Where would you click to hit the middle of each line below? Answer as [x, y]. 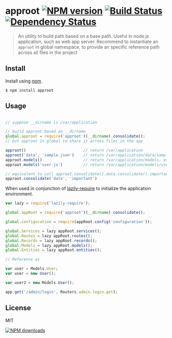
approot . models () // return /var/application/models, [83, 160]
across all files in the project [48, 52]
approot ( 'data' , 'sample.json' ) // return [55, 155]
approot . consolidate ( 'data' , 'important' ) [51, 179]
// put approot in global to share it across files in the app [74, 141]
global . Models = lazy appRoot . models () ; [49, 245]
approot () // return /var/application [74, 151]
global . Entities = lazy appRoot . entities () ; [53, 250]
